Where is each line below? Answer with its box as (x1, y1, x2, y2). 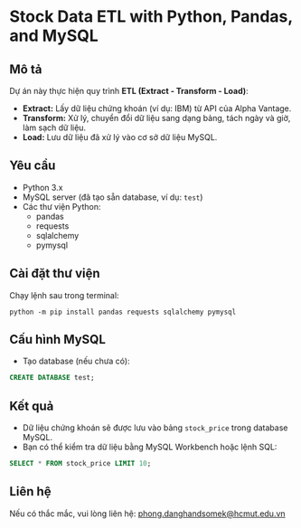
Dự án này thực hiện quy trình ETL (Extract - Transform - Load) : (9, 86, 249, 96)
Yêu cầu (9, 158, 56, 174)
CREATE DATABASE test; (9, 373, 95, 382)
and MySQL (9, 25, 99, 46)
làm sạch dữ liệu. (22, 122, 87, 133)
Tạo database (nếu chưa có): (22, 355, 130, 367)
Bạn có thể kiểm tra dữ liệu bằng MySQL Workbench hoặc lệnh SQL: (22, 441, 277, 453)
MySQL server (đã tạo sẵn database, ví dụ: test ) (22, 192, 203, 203)
